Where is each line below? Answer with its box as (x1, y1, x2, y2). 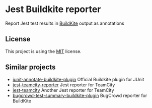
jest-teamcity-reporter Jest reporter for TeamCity (12, 82, 115, 88)
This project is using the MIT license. (5, 48, 82, 54)
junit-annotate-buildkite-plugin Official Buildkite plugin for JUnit (12, 76, 144, 82)
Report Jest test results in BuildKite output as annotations (5, 20, 124, 26)
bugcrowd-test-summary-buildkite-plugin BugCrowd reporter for (12, 92, 147, 98)
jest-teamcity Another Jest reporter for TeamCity (12, 87, 114, 93)
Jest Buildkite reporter (5, 4, 101, 15)
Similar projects (5, 63, 56, 72)
